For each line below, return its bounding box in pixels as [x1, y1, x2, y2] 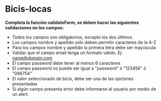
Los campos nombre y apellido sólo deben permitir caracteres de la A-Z [12, 39, 157, 45]
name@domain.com [12, 55, 53, 61]
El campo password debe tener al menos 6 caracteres [12, 60, 121, 66]
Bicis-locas [5, 3, 52, 15]
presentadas [12, 81, 37, 86]
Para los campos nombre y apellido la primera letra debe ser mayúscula [12, 44, 156, 50]
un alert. [12, 91, 29, 97]
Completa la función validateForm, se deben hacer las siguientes [5, 20, 139, 25]
